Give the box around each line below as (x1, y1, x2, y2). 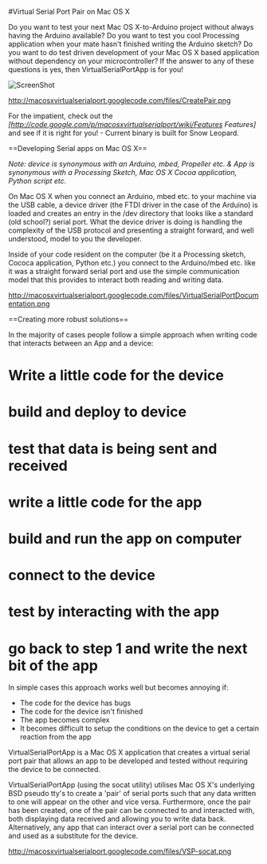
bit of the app (8, 656, 98, 675)
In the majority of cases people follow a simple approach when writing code (8, 330, 257, 339)
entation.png (8, 299, 50, 309)
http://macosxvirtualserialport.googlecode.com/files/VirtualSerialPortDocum (8, 291, 259, 300)
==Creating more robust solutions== (8, 315, 129, 324)
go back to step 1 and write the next (8, 639, 248, 658)
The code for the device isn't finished (19, 707, 143, 716)
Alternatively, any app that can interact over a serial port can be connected (8, 822, 254, 832)
